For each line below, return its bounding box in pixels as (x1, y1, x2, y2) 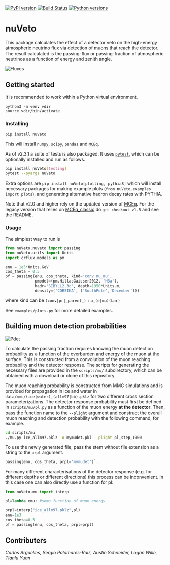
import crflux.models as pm (5, 255, 65, 260)
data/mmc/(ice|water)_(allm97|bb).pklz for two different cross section (5, 393, 154, 399)
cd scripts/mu (5, 430, 36, 435)
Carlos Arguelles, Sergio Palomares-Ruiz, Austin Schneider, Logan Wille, (5, 550, 157, 556)
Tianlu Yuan (5, 555, 31, 561)
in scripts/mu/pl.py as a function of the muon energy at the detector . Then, (5, 404, 165, 410)
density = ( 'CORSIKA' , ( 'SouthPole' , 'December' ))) (35, 288, 140, 293)
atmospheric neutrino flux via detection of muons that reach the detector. (5, 45, 159, 51)
